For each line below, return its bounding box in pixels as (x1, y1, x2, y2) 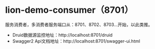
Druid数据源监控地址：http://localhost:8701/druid (12, 32, 113, 38)
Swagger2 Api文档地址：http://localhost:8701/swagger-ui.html (12, 38, 141, 44)
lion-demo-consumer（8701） (5, 4, 133, 16)
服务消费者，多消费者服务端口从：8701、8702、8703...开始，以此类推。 (5, 22, 153, 27)
